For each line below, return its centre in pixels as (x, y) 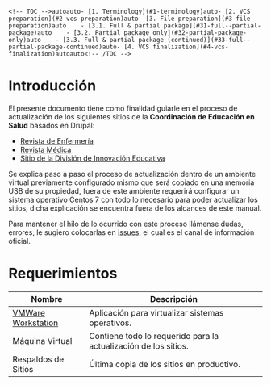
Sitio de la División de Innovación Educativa (92, 158)
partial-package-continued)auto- (65, 47)
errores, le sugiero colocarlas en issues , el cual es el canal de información (131, 232)
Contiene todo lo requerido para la (154, 336)
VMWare (29, 312)
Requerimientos (63, 274)
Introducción (52, 86)
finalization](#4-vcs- (191, 47)
